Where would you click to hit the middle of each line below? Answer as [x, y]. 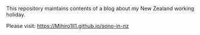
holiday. [16, 15]
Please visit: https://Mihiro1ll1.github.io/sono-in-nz [68, 26]
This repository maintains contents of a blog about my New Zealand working [100, 8]
